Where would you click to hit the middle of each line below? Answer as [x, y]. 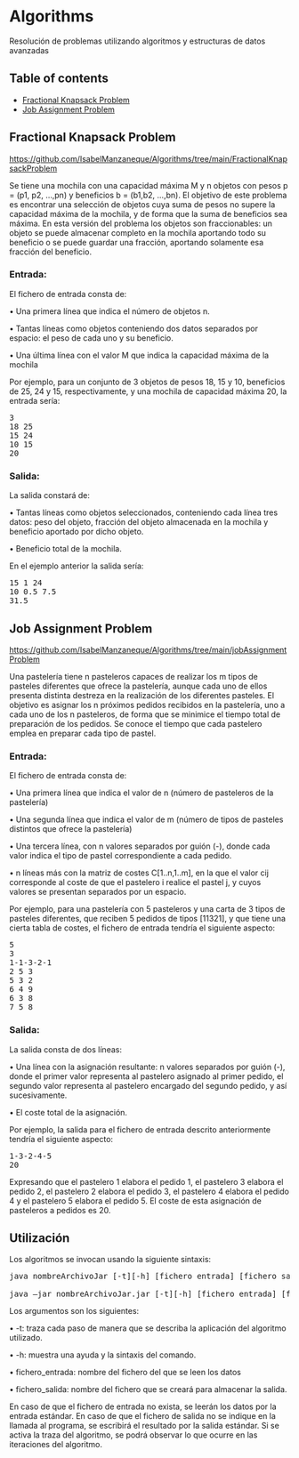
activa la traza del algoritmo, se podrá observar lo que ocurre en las [133, 1435]
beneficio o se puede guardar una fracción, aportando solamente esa [137, 242]
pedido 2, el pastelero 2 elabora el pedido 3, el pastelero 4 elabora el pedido [149, 1191]
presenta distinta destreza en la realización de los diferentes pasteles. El [141, 695]
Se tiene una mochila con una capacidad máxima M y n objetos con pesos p [149, 185]
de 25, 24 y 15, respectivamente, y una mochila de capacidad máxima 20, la [148, 391]
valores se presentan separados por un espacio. [98, 892]
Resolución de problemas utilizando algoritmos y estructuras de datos [137, 41]
